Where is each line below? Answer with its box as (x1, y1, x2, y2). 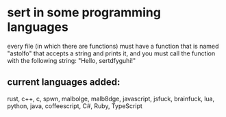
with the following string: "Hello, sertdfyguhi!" (7, 56, 136, 64)
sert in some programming (7, 5, 161, 21)
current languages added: (7, 77, 121, 88)
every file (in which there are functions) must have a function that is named (7, 42, 219, 50)
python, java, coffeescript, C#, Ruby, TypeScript (7, 101, 142, 110)
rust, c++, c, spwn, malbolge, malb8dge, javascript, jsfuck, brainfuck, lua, (7, 94, 214, 103)
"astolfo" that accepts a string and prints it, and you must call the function (7, 49, 216, 57)
